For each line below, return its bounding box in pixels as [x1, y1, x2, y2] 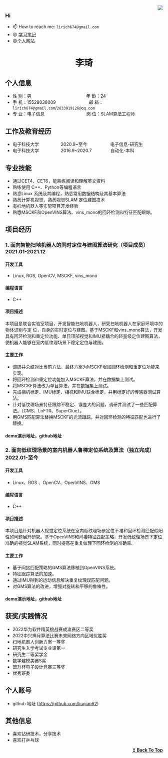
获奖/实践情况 [5, 612, 47, 621]
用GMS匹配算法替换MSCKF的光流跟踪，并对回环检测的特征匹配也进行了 [12, 414, 161, 420]
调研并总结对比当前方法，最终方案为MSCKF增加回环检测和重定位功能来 [12, 364, 160, 370]
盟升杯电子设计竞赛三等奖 [12, 664, 65, 670]
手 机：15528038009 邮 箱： [12, 99, 103, 105]
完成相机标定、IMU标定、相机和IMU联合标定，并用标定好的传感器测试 [12, 389, 156, 395]
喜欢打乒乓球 [12, 737, 39, 743]
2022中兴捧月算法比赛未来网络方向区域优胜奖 [12, 632, 107, 639]
